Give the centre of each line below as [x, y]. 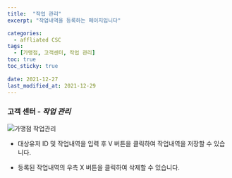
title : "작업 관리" [35, 14]
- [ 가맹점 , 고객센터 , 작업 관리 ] [55, 53]
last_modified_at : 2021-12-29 [52, 85]
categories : [25, 33]
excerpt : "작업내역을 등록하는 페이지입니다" [64, 20]
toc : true [22, 60]
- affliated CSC [37, 40]
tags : [15, 47]
